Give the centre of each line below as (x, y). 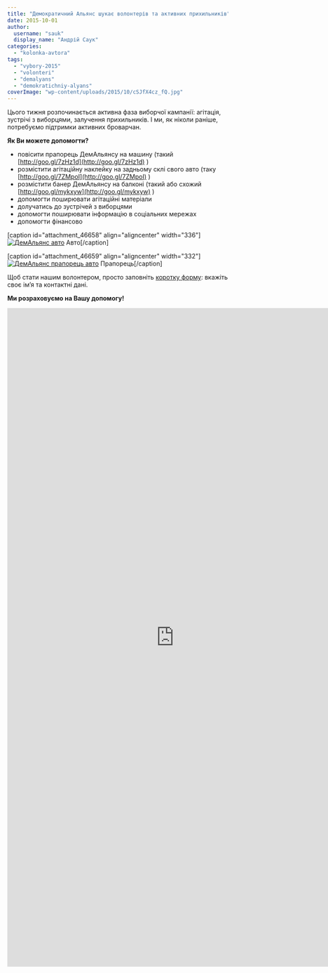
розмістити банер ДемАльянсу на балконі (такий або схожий (109, 184)
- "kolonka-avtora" (42, 53)
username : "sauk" (39, 33)
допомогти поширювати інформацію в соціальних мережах (107, 214)
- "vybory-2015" (37, 66)
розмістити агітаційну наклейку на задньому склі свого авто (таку (117, 169)
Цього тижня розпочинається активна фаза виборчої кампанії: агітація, (114, 112)
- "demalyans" (34, 79)
